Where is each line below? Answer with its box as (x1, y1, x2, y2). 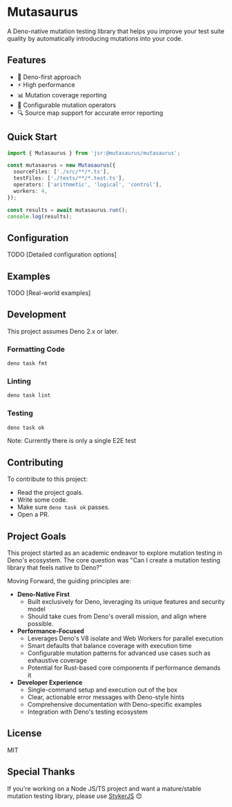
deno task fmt (7, 360, 48, 367)
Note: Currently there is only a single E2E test (7, 437, 137, 445)
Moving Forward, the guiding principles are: (7, 577, 131, 585)
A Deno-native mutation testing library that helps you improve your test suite (7, 27, 224, 35)
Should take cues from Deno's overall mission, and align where (27, 612, 207, 620)
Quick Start (7, 131, 57, 143)
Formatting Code (7, 344, 66, 354)
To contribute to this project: (7, 475, 88, 484)
